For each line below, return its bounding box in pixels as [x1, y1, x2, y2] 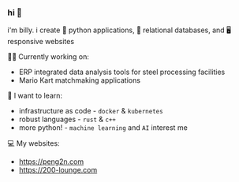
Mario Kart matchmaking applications [18, 76, 141, 85]
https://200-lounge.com [18, 165, 98, 175]
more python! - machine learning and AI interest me [18, 123, 189, 132]
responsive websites [7, 37, 75, 46]
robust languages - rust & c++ [18, 114, 116, 124]
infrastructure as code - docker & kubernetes [18, 106, 163, 116]
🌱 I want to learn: [7, 91, 63, 101]
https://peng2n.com [18, 157, 84, 166]
